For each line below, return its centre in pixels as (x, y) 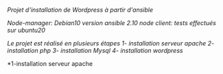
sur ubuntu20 (26, 30)
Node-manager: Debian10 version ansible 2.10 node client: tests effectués (111, 23)
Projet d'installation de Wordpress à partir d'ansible (80, 10)
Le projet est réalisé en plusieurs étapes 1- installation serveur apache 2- (111, 43)
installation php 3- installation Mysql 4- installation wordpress (95, 51)
